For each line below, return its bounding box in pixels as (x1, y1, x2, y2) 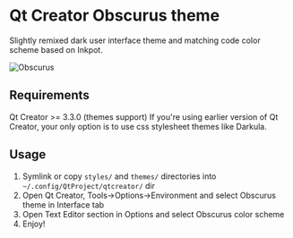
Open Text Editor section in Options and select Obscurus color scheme (22, 208, 285, 219)
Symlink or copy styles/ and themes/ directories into (22, 171, 217, 182)
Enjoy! (22, 218, 46, 229)
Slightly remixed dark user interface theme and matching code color (9, 35, 262, 46)
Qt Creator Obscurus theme (9, 5, 220, 26)
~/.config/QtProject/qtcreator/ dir (22, 180, 155, 191)
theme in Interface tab (22, 199, 105, 210)
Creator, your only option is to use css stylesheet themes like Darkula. (9, 121, 267, 132)
